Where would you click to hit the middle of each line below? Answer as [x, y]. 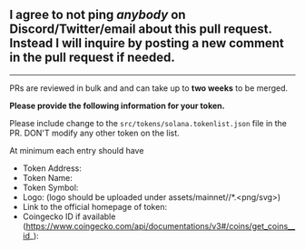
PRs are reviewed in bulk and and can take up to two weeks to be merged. [149, 88]
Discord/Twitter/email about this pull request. [141, 30]
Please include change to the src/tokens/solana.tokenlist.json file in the [148, 123]
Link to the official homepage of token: [95, 206]
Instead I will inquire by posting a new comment [147, 43]
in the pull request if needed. [92, 58]
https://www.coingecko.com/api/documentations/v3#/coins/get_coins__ [161, 225]
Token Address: [52, 168]
